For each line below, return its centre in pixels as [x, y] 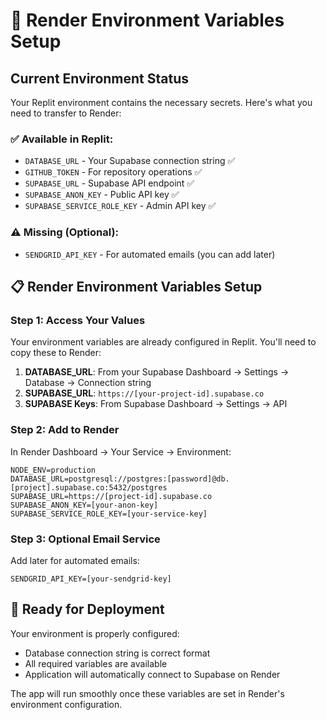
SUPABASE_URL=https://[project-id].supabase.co [111, 496]
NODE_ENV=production [53, 470]
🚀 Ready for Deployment [87, 609]
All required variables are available [96, 663]
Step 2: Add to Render [65, 430]
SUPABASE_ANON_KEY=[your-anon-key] [84, 505]
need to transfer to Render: [66, 113]
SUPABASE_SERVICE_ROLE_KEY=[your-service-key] [109, 514]
